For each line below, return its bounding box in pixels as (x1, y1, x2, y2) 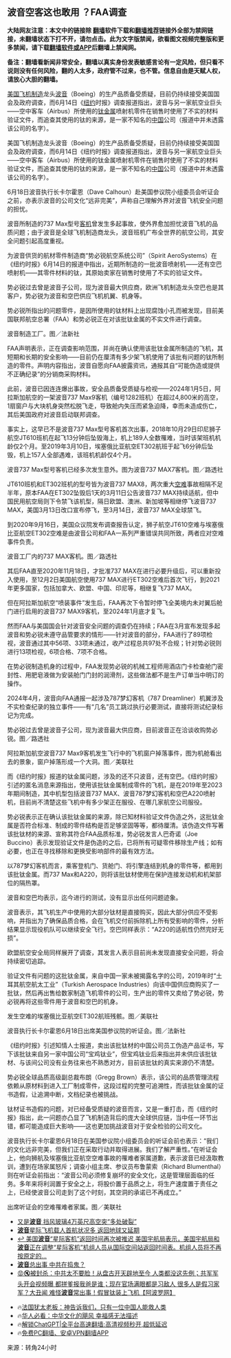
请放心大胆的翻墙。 (7, 75, 62, 83)
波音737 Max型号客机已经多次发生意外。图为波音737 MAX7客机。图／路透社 (7, 465, 223, 473)
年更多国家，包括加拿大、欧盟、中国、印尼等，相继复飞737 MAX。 (7, 584, 196, 592)
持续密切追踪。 (7, 956, 49, 965)
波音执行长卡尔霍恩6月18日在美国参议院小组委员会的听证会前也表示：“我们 (7, 1137, 219, 1145)
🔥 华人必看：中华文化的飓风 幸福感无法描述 (16, 1311, 139, 1319)
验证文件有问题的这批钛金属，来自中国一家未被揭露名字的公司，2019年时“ (7, 972, 217, 980)
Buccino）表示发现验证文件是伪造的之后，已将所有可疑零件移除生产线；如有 (7, 838, 223, 846)
